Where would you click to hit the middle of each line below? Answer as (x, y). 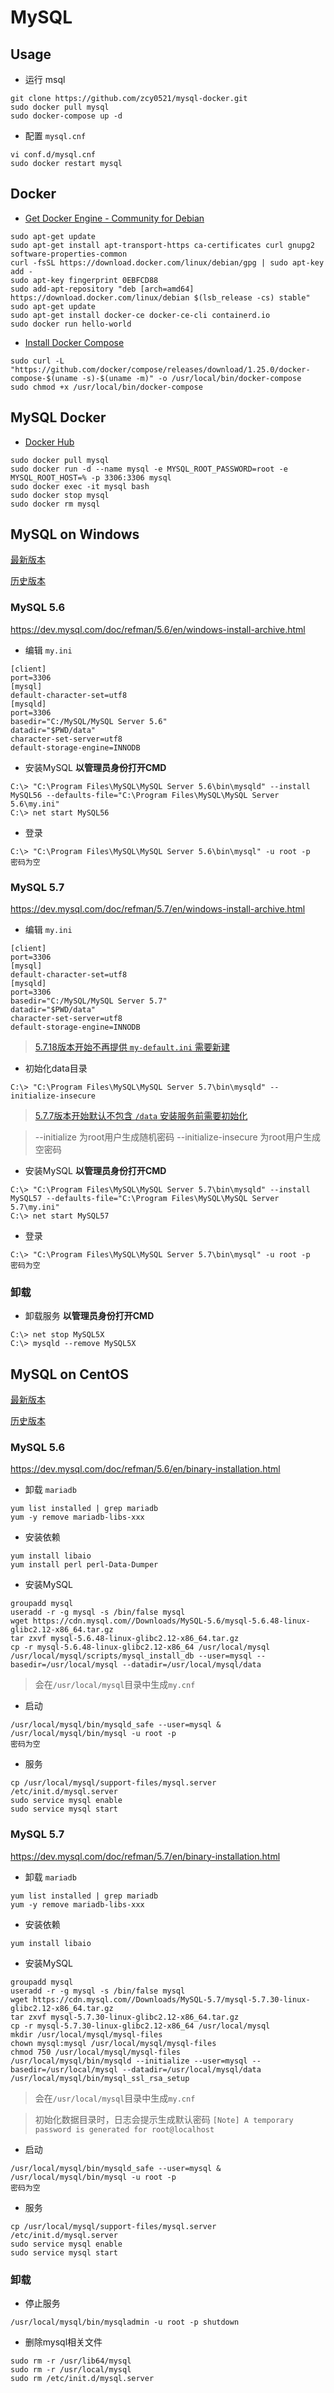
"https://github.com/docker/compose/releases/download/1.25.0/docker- (160, 369)
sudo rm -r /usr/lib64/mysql (71, 2361)
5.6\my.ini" (35, 804)
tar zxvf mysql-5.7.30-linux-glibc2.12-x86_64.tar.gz (125, 2017)
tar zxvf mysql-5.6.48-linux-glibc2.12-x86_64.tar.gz (125, 1639)
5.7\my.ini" (35, 1207)
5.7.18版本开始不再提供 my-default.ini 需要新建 (132, 1047)
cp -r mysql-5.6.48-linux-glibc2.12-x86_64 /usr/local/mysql (140, 1647)
